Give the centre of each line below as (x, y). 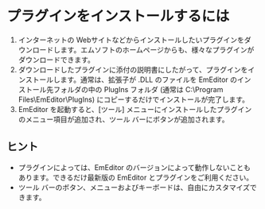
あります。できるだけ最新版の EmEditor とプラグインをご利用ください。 (136, 177)
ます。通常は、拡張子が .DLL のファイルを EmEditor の (148, 79)
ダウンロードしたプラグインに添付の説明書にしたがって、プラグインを (133, 69)
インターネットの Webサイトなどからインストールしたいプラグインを (131, 40)
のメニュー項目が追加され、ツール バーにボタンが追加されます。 (123, 119)
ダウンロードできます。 (57, 60)
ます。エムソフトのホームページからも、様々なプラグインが (157, 49)
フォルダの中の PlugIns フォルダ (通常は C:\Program (138, 89)
